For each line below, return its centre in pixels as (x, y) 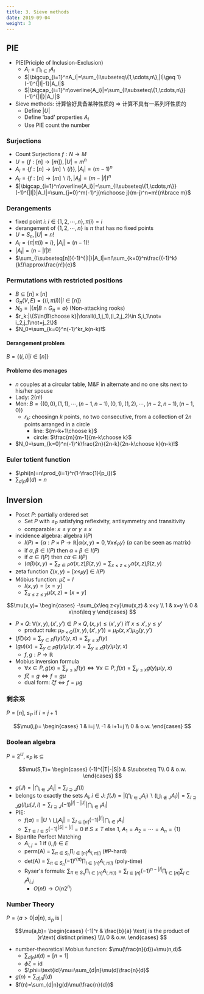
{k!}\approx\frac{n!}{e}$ (45, 265)
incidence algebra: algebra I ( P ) (54, 536)
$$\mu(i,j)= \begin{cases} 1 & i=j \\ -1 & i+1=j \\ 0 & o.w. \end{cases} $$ (102, 726)
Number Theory (30, 904)
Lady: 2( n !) (29, 397)
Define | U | (37, 110)
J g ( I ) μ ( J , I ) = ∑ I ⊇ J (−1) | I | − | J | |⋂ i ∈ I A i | (61, 805)
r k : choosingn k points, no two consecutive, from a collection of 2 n (108, 417)
